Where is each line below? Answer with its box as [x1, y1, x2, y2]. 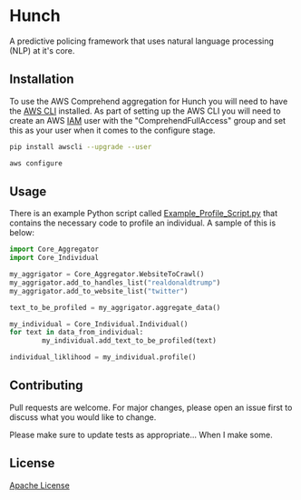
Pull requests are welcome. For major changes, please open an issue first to [9, 402, 293, 413]
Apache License [9, 479, 70, 491]
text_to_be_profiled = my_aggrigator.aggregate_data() [9, 303, 221, 312]
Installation [9, 72, 74, 87]
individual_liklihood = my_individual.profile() [9, 353, 197, 362]
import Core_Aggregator [9, 245, 100, 255]
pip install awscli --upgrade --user [9, 142, 152, 151]
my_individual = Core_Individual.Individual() [9, 319, 189, 328]
